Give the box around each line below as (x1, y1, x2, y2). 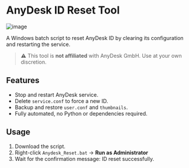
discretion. (20, 58, 47, 65)
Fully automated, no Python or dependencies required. (14, 110, 148, 117)
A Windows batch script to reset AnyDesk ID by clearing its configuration (6, 34, 184, 41)
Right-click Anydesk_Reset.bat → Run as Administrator (14, 149, 149, 156)
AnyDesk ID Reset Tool (6, 4, 120, 17)
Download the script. (14, 143, 66, 150)
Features (6, 75, 40, 85)
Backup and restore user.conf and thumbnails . (14, 104, 128, 111)
